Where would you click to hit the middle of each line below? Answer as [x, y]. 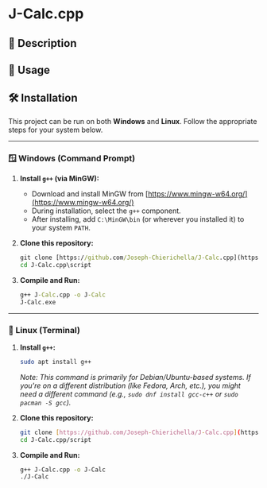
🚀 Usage [29, 70]
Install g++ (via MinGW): [59, 179]
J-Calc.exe [38, 302]
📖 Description [43, 43]
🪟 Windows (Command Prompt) [72, 158]
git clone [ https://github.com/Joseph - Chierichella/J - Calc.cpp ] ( [130, 432]
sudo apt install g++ [55, 362]
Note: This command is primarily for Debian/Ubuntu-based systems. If [135, 377]
